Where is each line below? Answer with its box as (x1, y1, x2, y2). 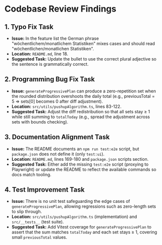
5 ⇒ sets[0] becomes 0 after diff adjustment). (11, 98, 103, 104)
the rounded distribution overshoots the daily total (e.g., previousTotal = (11, 93, 155, 99)
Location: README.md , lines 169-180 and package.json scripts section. (11, 156, 149, 162)
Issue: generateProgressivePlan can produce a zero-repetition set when (11, 88, 156, 94)
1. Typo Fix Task (4, 23, 54, 31)
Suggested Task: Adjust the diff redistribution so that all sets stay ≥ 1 (11, 108, 150, 114)
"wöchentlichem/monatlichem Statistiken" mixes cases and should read (11, 41, 155, 46)
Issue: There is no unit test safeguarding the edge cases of (11, 199, 130, 204)
